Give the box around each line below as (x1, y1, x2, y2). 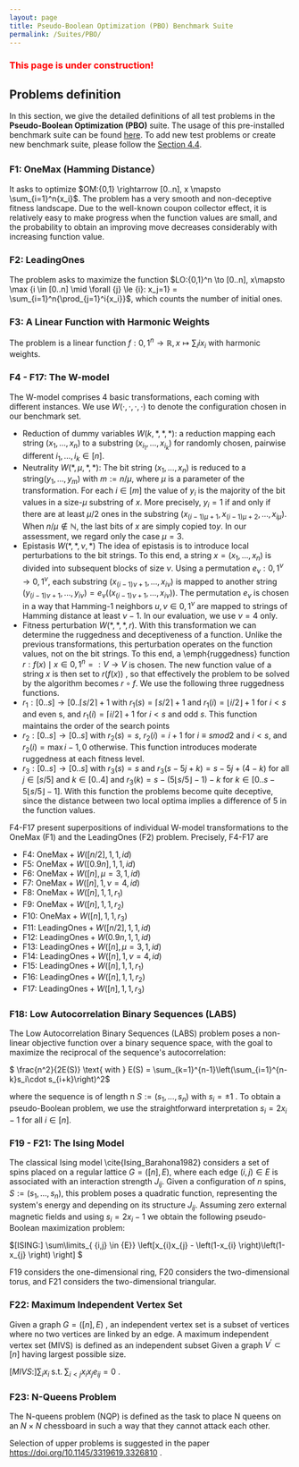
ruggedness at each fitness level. (21, 753, 145, 764)
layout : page (9, 13, 58, 22)
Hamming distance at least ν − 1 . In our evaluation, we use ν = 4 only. (21, 610, 278, 621)
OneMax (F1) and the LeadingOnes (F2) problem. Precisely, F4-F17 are (9, 832, 270, 843)
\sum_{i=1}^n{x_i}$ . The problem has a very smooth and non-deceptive (9, 193, 272, 204)
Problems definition (9, 87, 121, 102)
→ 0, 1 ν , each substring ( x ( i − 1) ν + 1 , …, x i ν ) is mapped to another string (21, 574, 278, 589)
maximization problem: (41, 1223, 126, 1234)
